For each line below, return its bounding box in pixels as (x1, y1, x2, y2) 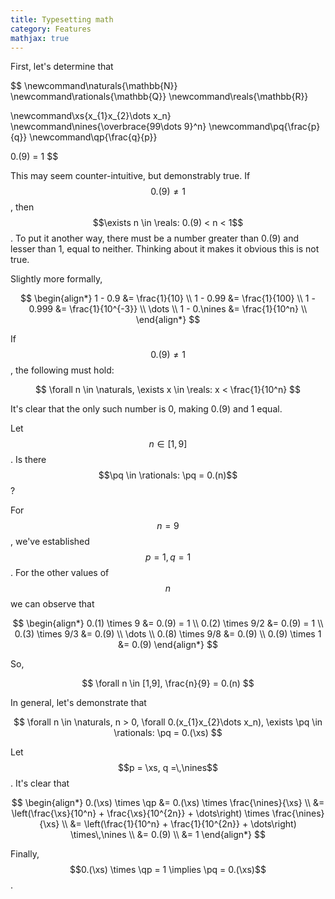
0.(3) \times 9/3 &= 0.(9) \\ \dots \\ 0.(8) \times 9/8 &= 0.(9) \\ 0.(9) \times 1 (14, 628, 322, 640)
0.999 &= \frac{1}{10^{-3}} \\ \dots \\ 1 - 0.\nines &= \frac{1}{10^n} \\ (28, 303, 308, 315)
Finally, (10, 848, 40, 860)
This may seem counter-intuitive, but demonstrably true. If (10, 170, 251, 182)
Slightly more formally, (10, 273, 103, 285)
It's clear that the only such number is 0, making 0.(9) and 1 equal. (10, 403, 283, 415)
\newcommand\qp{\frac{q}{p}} (29, 131, 158, 143)
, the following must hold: (10, 364, 115, 376)
